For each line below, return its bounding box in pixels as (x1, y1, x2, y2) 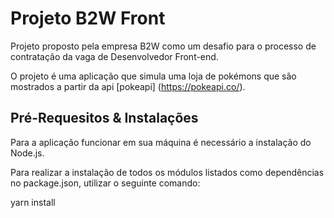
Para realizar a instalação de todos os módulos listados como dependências (10, 166, 325, 178)
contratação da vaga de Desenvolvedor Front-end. (10, 50, 219, 62)
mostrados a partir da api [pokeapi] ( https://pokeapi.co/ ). (10, 80, 246, 92)
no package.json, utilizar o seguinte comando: (10, 177, 201, 189)
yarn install (10, 196, 56, 208)
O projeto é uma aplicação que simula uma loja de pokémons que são (10, 70, 297, 82)
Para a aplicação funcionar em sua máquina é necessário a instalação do (10, 136, 312, 148)
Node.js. (10, 147, 45, 159)
